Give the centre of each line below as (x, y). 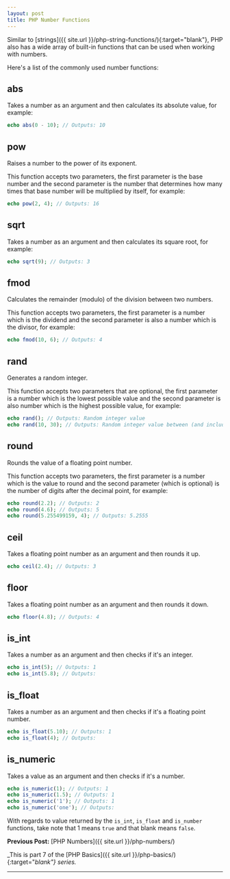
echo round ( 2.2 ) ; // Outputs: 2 (53, 503)
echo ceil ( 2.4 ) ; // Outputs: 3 (52, 567)
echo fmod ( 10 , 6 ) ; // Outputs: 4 (55, 340)
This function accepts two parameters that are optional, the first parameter (113, 391)
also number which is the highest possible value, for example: (94, 406)
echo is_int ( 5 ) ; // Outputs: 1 (52, 667)
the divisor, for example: (41, 328)
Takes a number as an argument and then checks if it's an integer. (100, 655)
